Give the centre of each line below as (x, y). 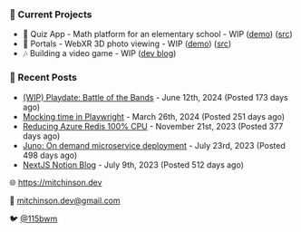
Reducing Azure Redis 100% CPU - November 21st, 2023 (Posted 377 (153, 126)
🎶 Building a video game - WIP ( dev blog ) (99, 53)
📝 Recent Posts (44, 78)
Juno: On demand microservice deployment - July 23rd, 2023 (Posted (154, 145)
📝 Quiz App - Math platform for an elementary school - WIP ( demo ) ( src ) (157, 34)
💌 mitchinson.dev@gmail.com (65, 200)
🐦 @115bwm (34, 218)
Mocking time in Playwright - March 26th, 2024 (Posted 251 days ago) (154, 116)
